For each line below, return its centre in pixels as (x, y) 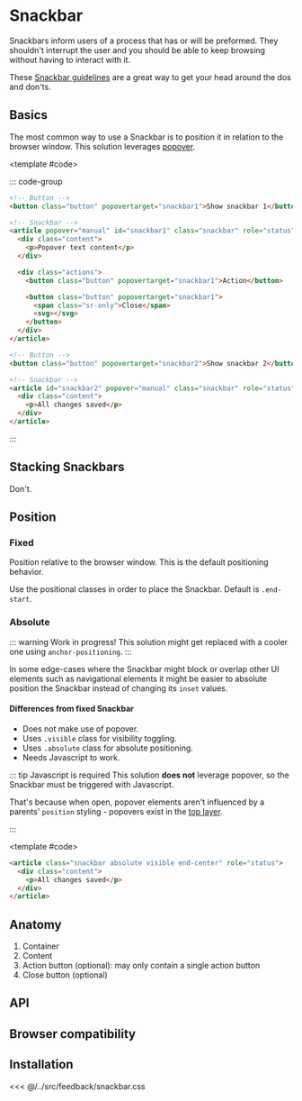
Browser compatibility (73, 1034)
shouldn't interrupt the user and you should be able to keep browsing (138, 50)
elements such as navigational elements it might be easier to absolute (138, 678)
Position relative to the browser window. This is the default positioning (139, 562)
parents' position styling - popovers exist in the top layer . (116, 811)
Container (41, 946)
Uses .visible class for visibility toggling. (99, 738)
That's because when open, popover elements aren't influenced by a (137, 802)
